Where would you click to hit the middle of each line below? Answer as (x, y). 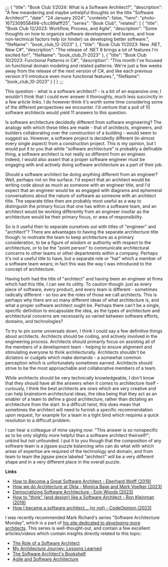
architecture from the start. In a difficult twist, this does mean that (73, 404)
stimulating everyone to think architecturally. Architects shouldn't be (75, 352)
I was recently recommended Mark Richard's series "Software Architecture (82, 517)
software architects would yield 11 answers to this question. (66, 112)
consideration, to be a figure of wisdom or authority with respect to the (78, 242)
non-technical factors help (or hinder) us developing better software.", (77, 39)
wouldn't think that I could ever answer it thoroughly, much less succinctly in (84, 96)
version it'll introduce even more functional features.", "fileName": (73, 76)
